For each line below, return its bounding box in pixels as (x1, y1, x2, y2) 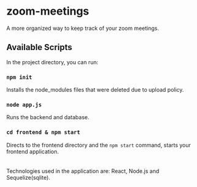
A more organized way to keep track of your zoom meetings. (6, 24, 159, 32)
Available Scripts (6, 42, 72, 53)
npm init (6, 73, 32, 81)
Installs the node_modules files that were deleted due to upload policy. (6, 86, 184, 94)
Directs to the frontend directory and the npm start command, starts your (6, 141, 191, 148)
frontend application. (6, 148, 59, 155)
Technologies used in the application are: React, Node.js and (6, 167, 160, 175)
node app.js (6, 101, 42, 108)
